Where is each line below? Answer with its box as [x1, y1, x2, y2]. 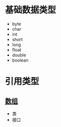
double [12, 52, 27, 58]
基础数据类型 [5, 4, 57, 16]
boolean [12, 57, 29, 63]
